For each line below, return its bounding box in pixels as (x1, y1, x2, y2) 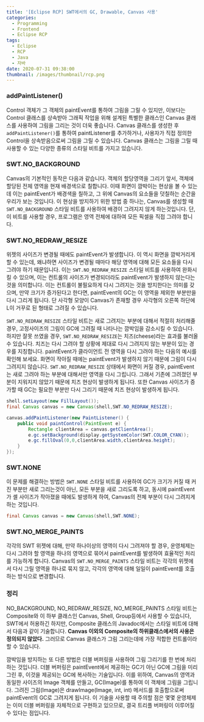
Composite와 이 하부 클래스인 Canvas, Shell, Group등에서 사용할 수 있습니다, (6, 612, 192, 619)
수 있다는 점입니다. (6, 709, 51, 717)
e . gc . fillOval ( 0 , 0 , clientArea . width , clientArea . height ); (28, 437, 176, 443)
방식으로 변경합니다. (17, 572, 65, 580)
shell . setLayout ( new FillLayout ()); (6, 398, 99, 404)
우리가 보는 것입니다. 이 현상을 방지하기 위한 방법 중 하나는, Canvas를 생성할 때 (6, 197, 194, 205)
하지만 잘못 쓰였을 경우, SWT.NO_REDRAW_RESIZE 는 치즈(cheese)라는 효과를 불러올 (6, 332, 199, 340)
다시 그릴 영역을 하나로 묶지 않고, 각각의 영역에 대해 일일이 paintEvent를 (12, 565, 184, 572)
